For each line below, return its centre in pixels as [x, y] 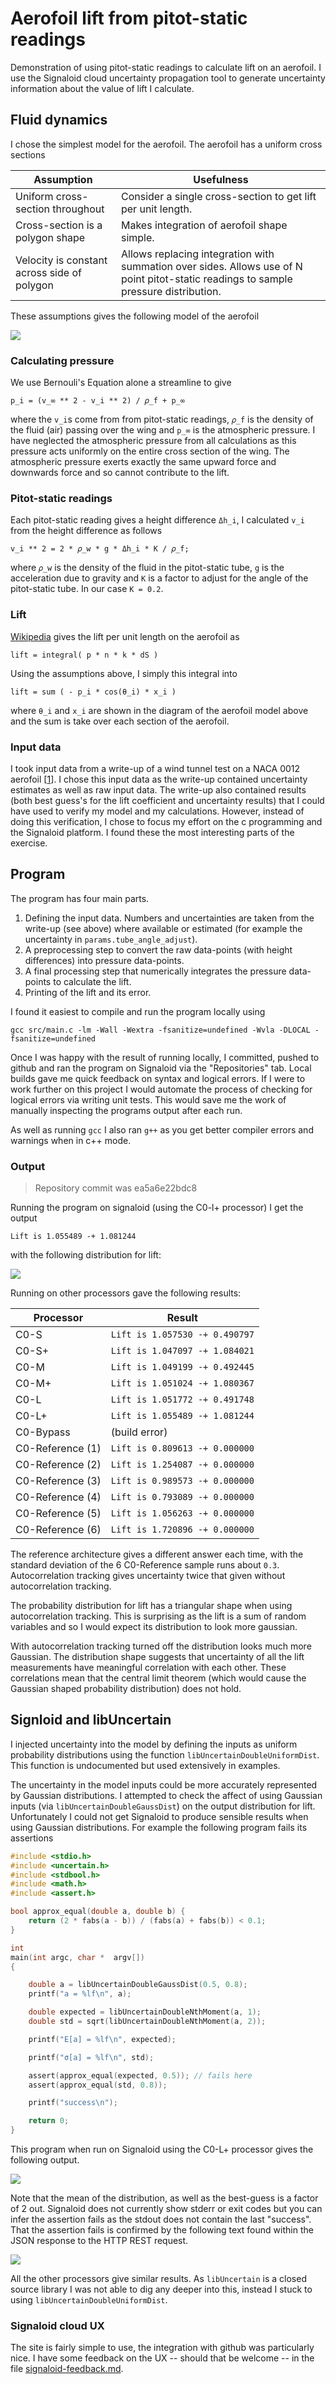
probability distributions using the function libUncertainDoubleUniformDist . [165, 1754]
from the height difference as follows [86, 531]
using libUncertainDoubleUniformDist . [89, 2300]
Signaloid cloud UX [57, 2326]
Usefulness [221, 179]
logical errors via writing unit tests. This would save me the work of [148, 1099]
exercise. [29, 843]
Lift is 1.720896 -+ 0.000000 [182, 1530]
